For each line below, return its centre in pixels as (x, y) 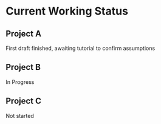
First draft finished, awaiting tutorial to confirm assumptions (80, 48)
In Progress (20, 82)
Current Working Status (67, 11)
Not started (20, 115)
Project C (24, 101)
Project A (24, 34)
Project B (23, 67)
